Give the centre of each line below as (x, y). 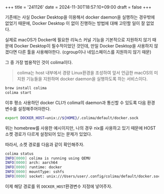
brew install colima (26, 88)
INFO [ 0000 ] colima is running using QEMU (48, 158)
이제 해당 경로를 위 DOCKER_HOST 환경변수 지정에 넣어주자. (59, 186)
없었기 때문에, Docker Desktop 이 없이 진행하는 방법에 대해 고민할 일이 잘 (75, 23)
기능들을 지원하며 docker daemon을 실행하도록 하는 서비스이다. (87, 79)
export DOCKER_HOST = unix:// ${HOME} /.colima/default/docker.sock (72, 118)
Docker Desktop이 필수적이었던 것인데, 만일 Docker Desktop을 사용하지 (83, 46)
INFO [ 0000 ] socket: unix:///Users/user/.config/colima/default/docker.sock (84, 176)
